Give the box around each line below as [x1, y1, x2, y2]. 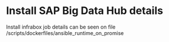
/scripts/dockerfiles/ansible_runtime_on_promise [6, 29, 124, 36]
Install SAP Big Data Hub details [6, 4, 163, 17]
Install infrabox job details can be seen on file [6, 23, 116, 30]
